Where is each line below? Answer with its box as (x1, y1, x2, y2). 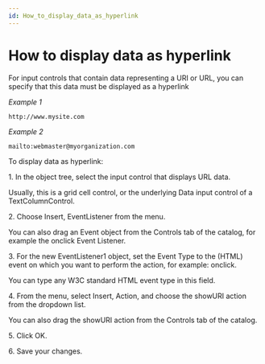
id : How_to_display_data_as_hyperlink (8, 11, 139, 20)
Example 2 (8, 126, 44, 137)
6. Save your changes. (8, 346, 83, 356)
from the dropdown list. (8, 299, 86, 309)
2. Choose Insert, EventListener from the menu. (8, 211, 166, 221)
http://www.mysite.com (8, 112, 85, 121)
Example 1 (8, 97, 43, 107)
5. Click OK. (8, 330, 48, 340)
